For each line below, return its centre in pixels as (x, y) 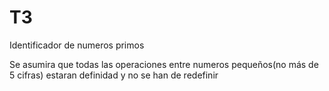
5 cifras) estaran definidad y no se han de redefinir (114, 75)
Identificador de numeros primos (77, 45)
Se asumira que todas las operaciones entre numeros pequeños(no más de (164, 64)
